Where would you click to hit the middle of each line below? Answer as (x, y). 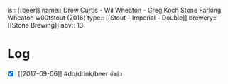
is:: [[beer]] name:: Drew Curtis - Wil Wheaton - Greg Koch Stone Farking (114, 10)
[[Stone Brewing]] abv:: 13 (45, 25)
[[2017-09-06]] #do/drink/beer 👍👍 (70, 73)
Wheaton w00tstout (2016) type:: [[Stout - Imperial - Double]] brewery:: (112, 18)
